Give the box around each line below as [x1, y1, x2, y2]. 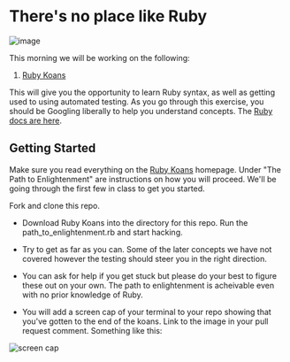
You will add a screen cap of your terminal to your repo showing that [21, 306, 271, 317]
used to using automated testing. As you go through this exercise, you [9, 96, 264, 107]
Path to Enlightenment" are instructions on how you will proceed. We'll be [9, 173, 277, 184]
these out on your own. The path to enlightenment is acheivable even [21, 280, 275, 290]
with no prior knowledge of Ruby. [21, 289, 143, 300]
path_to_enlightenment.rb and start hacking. [21, 227, 183, 237]
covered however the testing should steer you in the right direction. [21, 253, 267, 264]
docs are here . [9, 115, 62, 126]
